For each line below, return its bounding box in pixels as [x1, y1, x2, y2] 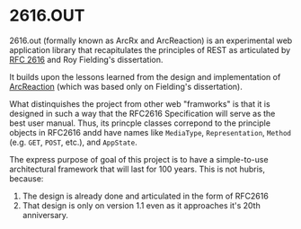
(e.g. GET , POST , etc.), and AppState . [9, 137, 137, 147]
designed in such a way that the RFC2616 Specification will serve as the [9, 108, 276, 119]
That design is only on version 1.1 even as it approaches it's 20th [22, 199, 261, 211]
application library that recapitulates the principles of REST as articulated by [9, 44, 291, 55]
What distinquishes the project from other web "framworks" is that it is [9, 98, 271, 109]
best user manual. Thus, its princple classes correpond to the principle [9, 118, 271, 128]
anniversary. [22, 209, 69, 220]
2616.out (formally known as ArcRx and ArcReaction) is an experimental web [9, 35, 293, 46]
